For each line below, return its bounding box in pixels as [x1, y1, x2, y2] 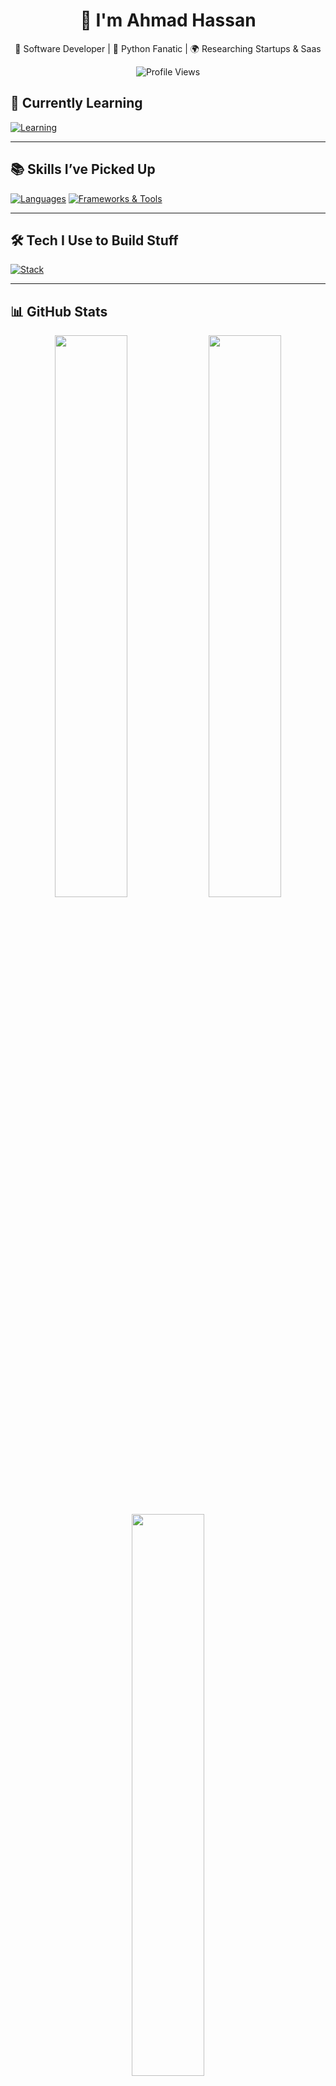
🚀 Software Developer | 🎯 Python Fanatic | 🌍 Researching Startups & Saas [14, 42, 322, 54]
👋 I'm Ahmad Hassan [79, 9, 257, 32]
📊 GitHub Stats [10, 303, 108, 320]
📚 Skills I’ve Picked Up [10, 161, 156, 178]
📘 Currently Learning [10, 95, 143, 112]
